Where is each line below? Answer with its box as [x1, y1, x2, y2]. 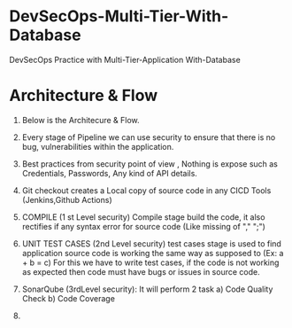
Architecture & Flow [9, 86, 158, 105]
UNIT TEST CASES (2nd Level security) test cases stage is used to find [21, 238, 281, 249]
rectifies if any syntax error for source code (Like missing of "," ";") [21, 221, 265, 231]
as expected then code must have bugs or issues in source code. [21, 266, 260, 277]
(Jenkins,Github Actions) [21, 194, 112, 205]
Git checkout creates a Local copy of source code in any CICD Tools [21, 184, 272, 196]
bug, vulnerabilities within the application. [21, 141, 174, 152]
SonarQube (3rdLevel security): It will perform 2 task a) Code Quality [21, 284, 273, 294]
